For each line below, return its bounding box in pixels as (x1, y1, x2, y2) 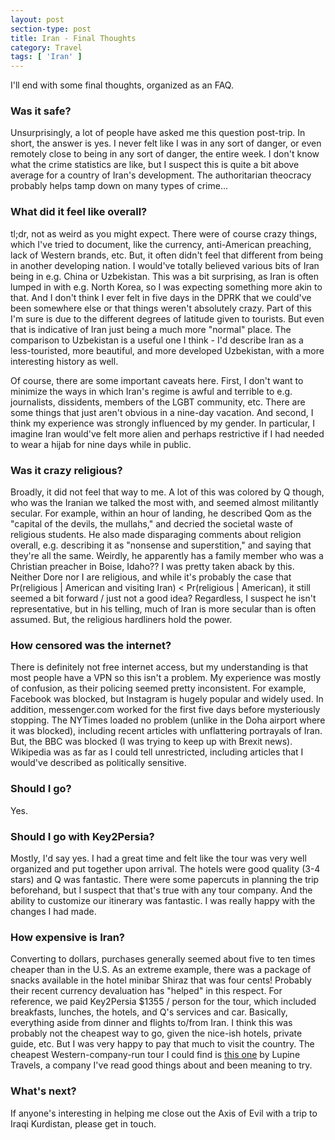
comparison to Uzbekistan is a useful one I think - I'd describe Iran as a (10, 334, 304, 346)
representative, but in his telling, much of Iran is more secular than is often (10, 603, 317, 615)
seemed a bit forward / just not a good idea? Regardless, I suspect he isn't (10, 592, 317, 605)
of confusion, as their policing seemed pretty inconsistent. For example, (10, 682, 307, 695)
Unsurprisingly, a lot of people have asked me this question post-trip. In (10, 127, 306, 139)
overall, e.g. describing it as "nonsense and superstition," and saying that (10, 539, 312, 551)
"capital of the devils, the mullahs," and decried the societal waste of (10, 518, 294, 530)
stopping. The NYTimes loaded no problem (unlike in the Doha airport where (10, 714, 326, 726)
